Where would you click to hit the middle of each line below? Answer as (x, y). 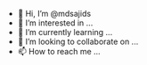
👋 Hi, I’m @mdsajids (54, 14)
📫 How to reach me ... (59, 51)
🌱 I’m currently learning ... (65, 32)
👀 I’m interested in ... (55, 23)
